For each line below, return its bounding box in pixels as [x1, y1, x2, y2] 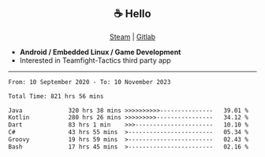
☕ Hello [114, 7, 151, 20]
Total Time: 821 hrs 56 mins [8, 92, 104, 100]
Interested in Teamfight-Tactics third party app [19, 55, 171, 65]
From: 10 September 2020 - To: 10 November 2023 [8, 78, 171, 86]
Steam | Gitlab [109, 31, 156, 42]
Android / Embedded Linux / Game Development [19, 47, 181, 57]
